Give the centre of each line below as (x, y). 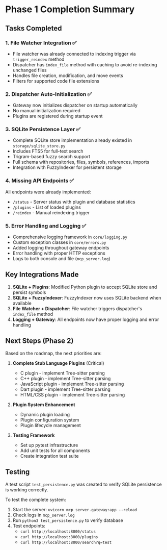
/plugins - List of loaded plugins (47, 207)
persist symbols (29, 292)
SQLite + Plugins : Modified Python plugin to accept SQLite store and (85, 287)
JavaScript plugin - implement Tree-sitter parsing (72, 384)
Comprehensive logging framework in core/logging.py (70, 237)
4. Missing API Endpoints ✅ (40, 181)
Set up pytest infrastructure (49, 445)
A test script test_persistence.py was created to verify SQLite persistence (83, 484)
